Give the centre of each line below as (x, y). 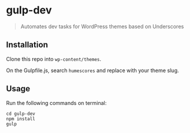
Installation (27, 45)
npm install (21, 119)
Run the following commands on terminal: (56, 103)
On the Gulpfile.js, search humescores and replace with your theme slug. (93, 70)
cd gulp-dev (21, 114)
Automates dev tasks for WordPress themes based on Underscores (102, 26)
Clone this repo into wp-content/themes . (54, 59)
